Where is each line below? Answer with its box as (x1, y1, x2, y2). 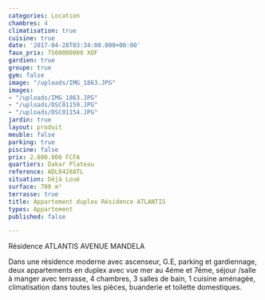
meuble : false (8, 130, 56, 138)
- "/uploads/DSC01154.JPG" (8, 109, 98, 117)
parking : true (8, 138, 56, 146)
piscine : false (8, 146, 59, 154)
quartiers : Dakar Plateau (8, 161, 94, 169)
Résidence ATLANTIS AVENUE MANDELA (8, 242, 145, 251)
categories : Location (8, 11, 81, 20)
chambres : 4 (8, 19, 48, 27)
